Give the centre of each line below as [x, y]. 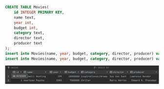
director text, [29, 38]
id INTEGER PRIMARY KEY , [39, 12]
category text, [29, 33]
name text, [25, 17]
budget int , [26, 28]
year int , [24, 22]
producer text [28, 44]
